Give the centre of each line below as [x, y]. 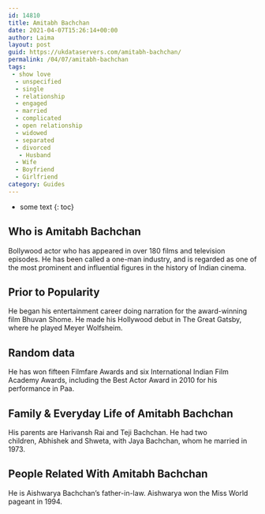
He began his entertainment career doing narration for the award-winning [128, 311]
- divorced [33, 148]
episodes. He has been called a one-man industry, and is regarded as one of [132, 259]
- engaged [31, 103]
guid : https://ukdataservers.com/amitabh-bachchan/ [95, 52]
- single [30, 89]
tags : [17, 67]
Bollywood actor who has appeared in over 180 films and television [117, 250]
